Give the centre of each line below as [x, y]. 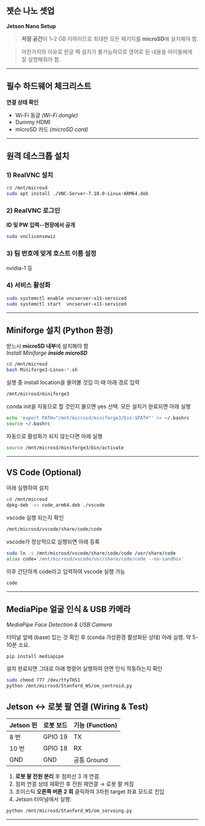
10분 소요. [18, 644]
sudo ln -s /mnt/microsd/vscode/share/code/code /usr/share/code [91, 553]
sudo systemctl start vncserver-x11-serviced [67, 304]
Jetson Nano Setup [31, 26]
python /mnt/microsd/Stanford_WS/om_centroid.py [69, 686]
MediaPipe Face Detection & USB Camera [59, 624]
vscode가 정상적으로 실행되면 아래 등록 [53, 542]
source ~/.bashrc [28, 424]
